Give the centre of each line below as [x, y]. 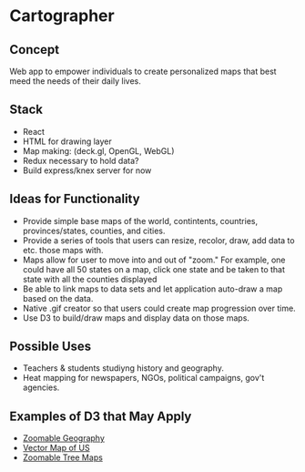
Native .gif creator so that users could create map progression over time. [159, 308]
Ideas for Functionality [75, 199]
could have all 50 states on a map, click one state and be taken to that [153, 269]
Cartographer [62, 16]
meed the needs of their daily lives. [75, 81]
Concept [35, 50]
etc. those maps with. [63, 250]
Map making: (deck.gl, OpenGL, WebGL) [98, 150]
